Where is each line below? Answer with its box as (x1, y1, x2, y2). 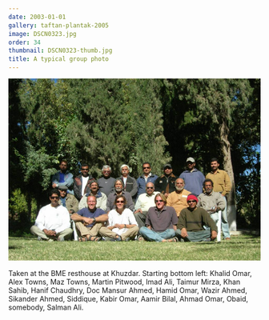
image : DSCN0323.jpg (8, 30, 78, 38)
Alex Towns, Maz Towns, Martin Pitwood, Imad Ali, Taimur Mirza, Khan (8, 277, 241, 286)
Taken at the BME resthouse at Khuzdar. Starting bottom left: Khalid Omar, (8, 268, 252, 278)
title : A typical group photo (8, 55, 110, 63)
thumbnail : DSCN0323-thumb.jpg (8, 46, 113, 55)
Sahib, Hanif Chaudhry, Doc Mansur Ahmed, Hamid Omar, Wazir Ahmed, (8, 285, 248, 295)
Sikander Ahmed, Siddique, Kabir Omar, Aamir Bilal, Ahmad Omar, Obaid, (8, 294, 249, 303)
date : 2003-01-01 (8, 13, 66, 21)
